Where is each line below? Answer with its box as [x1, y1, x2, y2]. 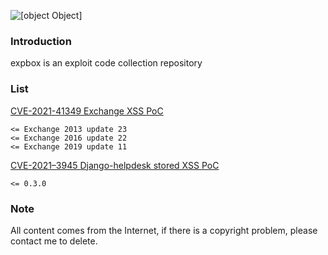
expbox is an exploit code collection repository [10, 57, 203, 69]
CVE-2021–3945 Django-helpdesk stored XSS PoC [10, 159, 220, 171]
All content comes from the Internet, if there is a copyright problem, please [10, 224, 318, 236]
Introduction [10, 34, 72, 48]
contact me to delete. [10, 235, 98, 247]
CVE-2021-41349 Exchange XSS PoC [10, 105, 164, 117]
